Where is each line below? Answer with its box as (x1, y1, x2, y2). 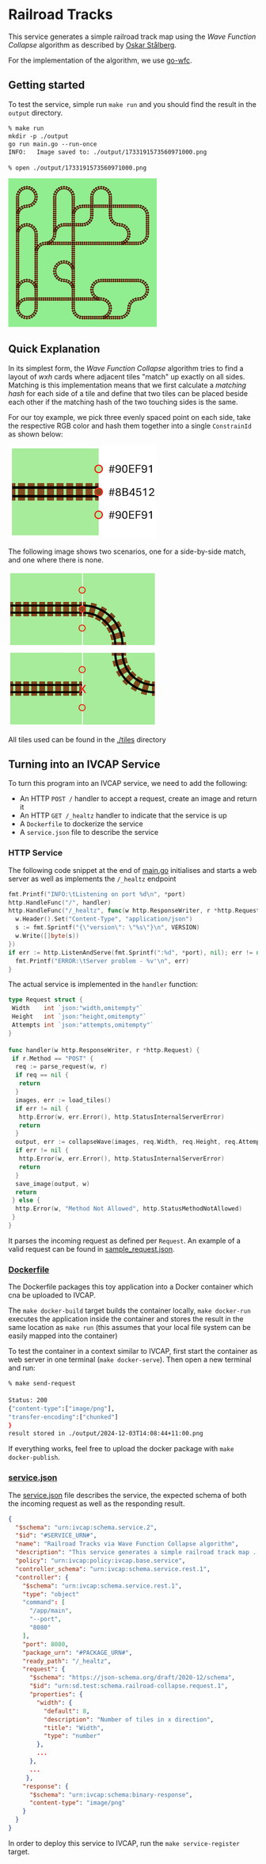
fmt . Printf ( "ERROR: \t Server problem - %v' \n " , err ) (15, 957, 190, 965)
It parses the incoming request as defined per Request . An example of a (8, 1236, 241, 1245)
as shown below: (8, 429, 63, 439)
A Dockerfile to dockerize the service (19, 819, 144, 829)
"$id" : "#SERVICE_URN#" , (15, 1531, 97, 1540)
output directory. (8, 108, 63, 117)
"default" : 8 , (43, 1707, 90, 1715)
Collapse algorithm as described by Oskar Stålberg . (8, 40, 177, 49)
